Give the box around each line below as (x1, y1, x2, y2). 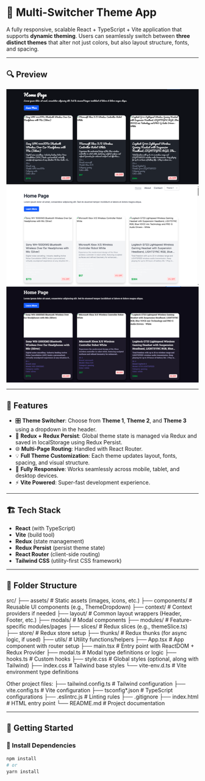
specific (6, 623, 27, 630)
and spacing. (6, 45, 39, 53)
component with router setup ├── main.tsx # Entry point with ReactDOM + (6, 642, 195, 650)
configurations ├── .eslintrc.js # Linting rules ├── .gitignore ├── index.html (6, 693, 199, 700)
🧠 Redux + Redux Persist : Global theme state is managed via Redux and (15, 432, 197, 439)
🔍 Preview (6, 70, 48, 80)
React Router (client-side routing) (15, 550, 101, 558)
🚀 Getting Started (6, 722, 74, 733)
